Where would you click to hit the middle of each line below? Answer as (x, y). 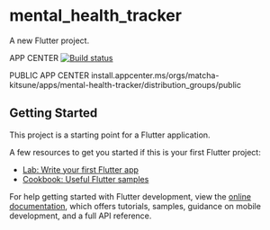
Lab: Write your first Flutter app (81, 169)
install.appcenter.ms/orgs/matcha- (155, 75)
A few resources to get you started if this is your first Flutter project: (135, 152)
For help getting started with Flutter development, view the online (130, 196)
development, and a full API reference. (81, 216)
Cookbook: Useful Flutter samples (85, 179)
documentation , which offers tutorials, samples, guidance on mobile (135, 206)
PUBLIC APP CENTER (49, 75)
